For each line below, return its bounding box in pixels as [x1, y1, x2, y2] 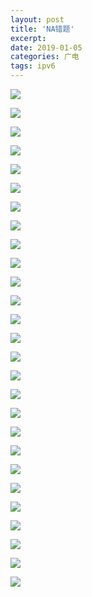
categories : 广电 [10, 52, 80, 62]
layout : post [10, 14, 65, 25]
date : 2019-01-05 [10, 42, 83, 53]
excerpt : [10, 33, 47, 43]
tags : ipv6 [10, 61, 56, 71]
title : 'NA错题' [10, 24, 75, 34]
